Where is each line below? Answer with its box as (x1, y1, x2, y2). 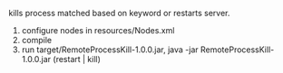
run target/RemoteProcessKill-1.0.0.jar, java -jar (21, 44, 199, 55)
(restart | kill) (53, 54, 102, 64)
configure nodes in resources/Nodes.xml (21, 25, 175, 35)
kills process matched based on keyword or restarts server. (8, 8, 230, 18)
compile (21, 35, 52, 45)
